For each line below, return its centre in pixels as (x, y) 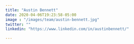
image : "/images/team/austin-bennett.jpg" (52, 19)
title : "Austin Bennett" (32, 10)
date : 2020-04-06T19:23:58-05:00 (41, 15)
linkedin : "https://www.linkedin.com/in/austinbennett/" (67, 29)
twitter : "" (18, 24)
